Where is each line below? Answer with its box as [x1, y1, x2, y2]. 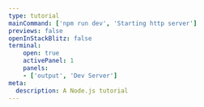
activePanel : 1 [23, 57, 74, 65]
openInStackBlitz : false [8, 34, 92, 43]
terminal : [8, 42, 42, 50]
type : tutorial [8, 11, 60, 20]
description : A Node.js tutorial [15, 86, 129, 95]
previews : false [8, 27, 63, 35]
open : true [23, 49, 60, 57]
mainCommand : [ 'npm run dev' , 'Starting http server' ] [8, 19, 198, 27]
